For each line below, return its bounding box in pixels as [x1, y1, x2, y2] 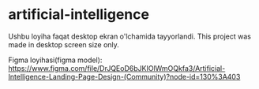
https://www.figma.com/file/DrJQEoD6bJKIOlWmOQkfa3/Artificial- [8, 63, 226, 72]
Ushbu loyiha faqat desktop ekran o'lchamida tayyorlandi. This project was [8, 32, 251, 41]
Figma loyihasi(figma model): [8, 55, 103, 65]
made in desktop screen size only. [8, 39, 120, 49]
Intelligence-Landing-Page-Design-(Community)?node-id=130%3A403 [8, 72, 241, 81]
